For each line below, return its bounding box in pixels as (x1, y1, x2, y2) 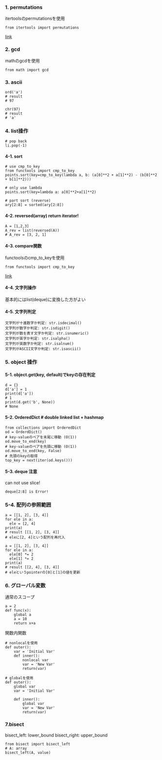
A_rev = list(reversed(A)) (5, 228, 60, 233)
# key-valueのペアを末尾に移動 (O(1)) (5, 435, 77, 439)
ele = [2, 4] (9, 521, 36, 526)
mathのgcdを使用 (5, 57, 40, 63)
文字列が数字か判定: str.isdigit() (5, 326, 70, 331)
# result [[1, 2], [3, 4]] (5, 530, 60, 535)
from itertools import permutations (5, 25, 79, 30)
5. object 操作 (5, 359, 37, 365)
